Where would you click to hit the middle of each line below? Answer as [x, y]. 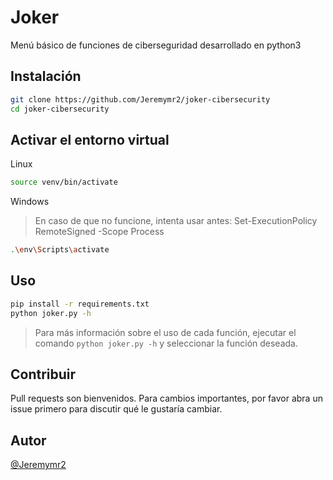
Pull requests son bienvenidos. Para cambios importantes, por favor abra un [166, 398]
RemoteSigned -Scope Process [99, 232]
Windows [30, 202]
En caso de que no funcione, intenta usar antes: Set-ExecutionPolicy [176, 221]
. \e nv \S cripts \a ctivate [60, 250]
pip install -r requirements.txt [80, 304]
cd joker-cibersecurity [60, 109]
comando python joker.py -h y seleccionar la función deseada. [166, 343]
